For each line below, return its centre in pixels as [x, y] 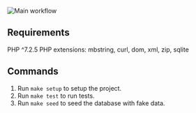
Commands [33, 71]
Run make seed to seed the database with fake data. [91, 103]
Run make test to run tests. [56, 96]
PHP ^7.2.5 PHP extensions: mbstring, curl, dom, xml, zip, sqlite [98, 50]
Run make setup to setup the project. [69, 88]
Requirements [38, 32]
